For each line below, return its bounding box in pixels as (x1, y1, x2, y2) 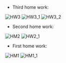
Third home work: (12, 4, 49, 10)
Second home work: (12, 23, 54, 29)
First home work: (12, 43, 47, 49)
